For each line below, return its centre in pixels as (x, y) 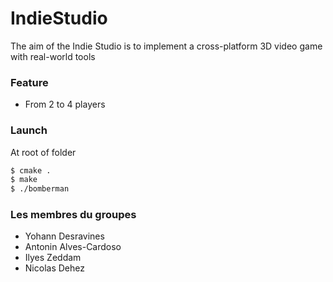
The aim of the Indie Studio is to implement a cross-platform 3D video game (166, 46)
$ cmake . (31, 170)
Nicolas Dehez (54, 268)
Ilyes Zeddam (53, 258)
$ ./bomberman (40, 189)
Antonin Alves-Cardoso (73, 247)
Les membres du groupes (73, 215)
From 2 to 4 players (65, 104)
